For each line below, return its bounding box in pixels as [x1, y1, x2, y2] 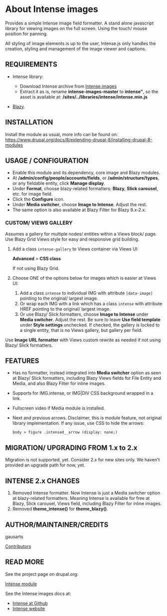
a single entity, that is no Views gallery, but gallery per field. [19, 327, 143, 333]
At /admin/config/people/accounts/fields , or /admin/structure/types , [12, 175, 160, 181]
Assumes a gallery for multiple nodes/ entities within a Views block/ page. [5, 231, 157, 237]
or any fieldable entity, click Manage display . [12, 180, 106, 186]
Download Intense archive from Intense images [19, 83, 117, 89]
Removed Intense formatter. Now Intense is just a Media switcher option [12, 490, 161, 496]
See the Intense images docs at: [5, 590, 71, 596]
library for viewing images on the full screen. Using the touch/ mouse [5, 25, 148, 31]
